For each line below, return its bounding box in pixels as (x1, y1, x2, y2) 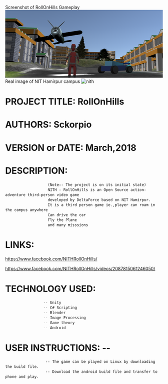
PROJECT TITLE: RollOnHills (5, 96, 124, 108)
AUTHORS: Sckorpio (5, 119, 92, 130)
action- (130, 187, 146, 193)
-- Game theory (43, 320, 75, 326)
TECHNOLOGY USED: (5, 283, 96, 295)
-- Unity (43, 300, 61, 306)
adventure (5, 192, 26, 198)
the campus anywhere (5, 207, 48, 213)
